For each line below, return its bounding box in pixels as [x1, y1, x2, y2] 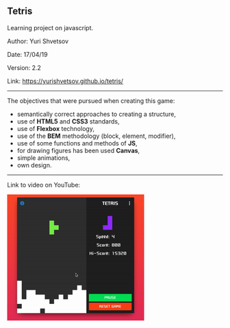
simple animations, [16, 154, 71, 162]
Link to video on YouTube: [7, 180, 81, 189]
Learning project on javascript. [7, 23, 94, 32]
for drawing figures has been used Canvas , [16, 146, 140, 154]
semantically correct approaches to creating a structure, [16, 110, 177, 118]
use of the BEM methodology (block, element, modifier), [16, 132, 176, 140]
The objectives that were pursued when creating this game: [7, 96, 175, 105]
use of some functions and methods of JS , [16, 139, 138, 147]
